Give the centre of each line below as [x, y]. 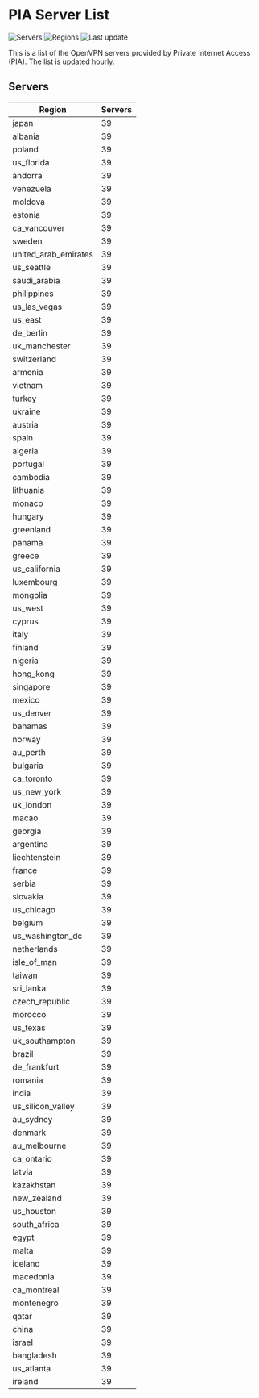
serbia [24, 883]
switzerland [34, 359]
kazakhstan [34, 1185]
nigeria [25, 661]
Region [53, 109]
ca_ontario [32, 1158]
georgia [27, 831]
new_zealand [37, 1198]
